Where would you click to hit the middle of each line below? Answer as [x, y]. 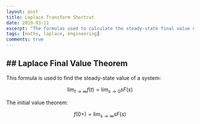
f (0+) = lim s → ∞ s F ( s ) [100, 115]
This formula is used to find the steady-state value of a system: [84, 77]
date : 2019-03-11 [28, 23]
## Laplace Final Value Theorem [67, 63]
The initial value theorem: [37, 103]
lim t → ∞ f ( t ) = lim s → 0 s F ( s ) [100, 90]
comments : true [25, 39]
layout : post [22, 12]
